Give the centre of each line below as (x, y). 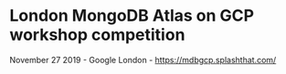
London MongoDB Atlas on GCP (132, 16)
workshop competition (97, 35)
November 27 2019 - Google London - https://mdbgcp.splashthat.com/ (143, 60)
